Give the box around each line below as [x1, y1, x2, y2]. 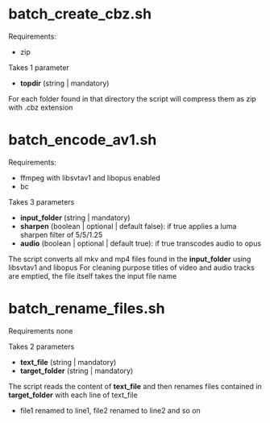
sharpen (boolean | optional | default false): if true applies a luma [19, 221, 237, 230]
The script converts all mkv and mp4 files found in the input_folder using [8, 254, 251, 263]
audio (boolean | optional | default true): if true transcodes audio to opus [19, 238, 262, 248]
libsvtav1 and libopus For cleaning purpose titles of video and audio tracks [8, 263, 255, 272]
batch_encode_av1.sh [8, 131, 157, 149]
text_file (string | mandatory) [19, 357, 117, 367]
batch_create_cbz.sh [8, 5, 152, 23]
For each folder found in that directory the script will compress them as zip [8, 93, 256, 103]
